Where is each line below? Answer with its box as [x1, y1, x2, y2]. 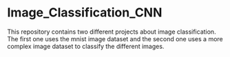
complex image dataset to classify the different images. [7, 42, 165, 50]
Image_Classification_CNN [7, 5, 163, 21]
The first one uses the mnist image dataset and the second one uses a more [7, 34, 223, 43]
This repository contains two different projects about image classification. [7, 27, 216, 36]
